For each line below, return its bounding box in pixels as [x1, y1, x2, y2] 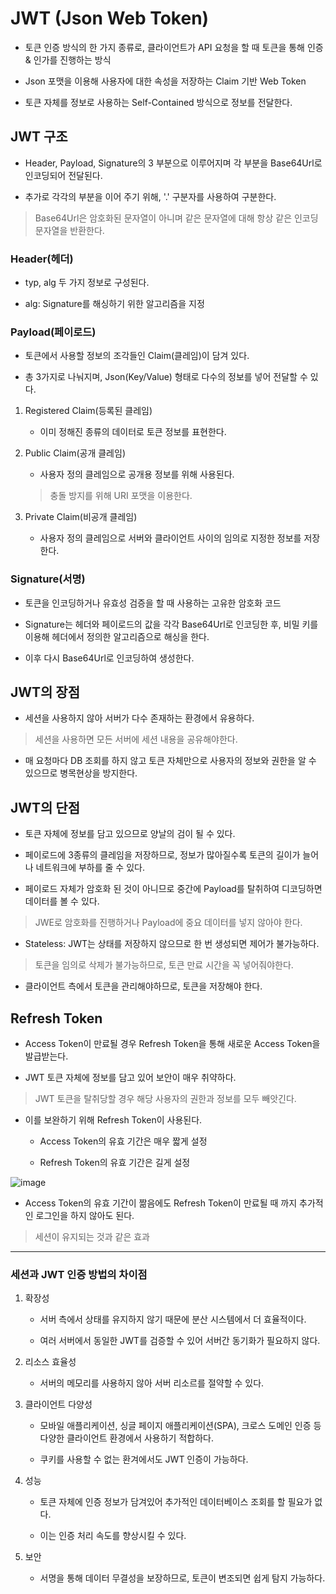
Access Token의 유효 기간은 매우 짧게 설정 [39, 1135, 208, 1147]
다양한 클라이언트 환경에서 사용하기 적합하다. [39, 1432, 214, 1444]
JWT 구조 [10, 128, 68, 146]
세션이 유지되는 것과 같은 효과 [34, 1231, 150, 1243]
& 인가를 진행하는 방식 [24, 53, 112, 66]
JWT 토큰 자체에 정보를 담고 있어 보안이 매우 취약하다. [24, 1072, 237, 1084]
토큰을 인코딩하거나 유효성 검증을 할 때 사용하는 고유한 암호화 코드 [24, 597, 282, 609]
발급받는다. [24, 1050, 69, 1062]
